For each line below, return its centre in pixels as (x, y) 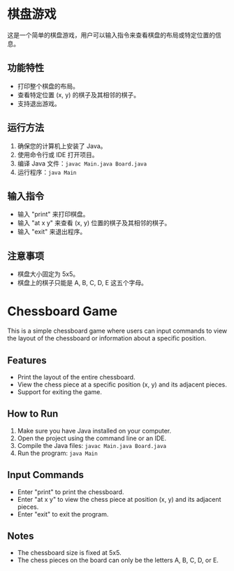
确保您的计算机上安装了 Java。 (62, 146)
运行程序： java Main (47, 172)
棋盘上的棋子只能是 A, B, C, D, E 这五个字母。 (82, 283)
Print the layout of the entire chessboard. (76, 377)
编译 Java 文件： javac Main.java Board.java (82, 163)
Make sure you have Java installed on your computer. (94, 431)
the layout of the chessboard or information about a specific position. (107, 338)
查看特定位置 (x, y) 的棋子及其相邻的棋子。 (79, 94)
